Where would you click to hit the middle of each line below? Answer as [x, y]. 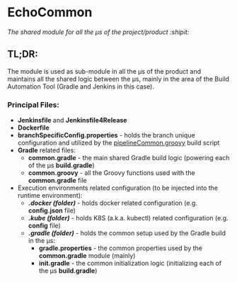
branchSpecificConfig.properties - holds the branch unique [106, 135]
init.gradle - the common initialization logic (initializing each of [130, 264]
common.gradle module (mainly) [87, 256]
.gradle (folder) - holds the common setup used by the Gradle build [127, 233]
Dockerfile [33, 128]
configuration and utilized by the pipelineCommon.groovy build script [118, 143]
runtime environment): [50, 196]
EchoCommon [50, 12]
